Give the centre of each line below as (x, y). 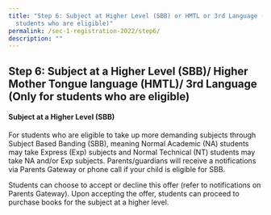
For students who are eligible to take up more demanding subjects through (132, 135)
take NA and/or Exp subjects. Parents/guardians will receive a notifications (132, 160)
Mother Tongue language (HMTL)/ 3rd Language (133, 84)
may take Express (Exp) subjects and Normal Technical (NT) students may (132, 152)
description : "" (35, 38)
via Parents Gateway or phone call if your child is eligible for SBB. (117, 169)
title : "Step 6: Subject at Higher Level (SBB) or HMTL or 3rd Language (133, 16)
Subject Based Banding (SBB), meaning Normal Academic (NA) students (129, 143)
